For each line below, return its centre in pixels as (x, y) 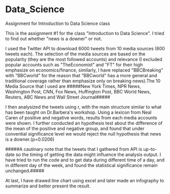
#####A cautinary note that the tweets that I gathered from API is (74, 149)
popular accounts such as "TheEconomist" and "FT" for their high (74, 64)
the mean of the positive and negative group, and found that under (75, 128)
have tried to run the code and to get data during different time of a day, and (85, 160)
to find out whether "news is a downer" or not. (54, 39)
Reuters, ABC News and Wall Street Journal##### (58, 97)
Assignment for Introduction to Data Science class (58, 23)
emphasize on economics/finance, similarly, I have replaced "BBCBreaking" (84, 70)
